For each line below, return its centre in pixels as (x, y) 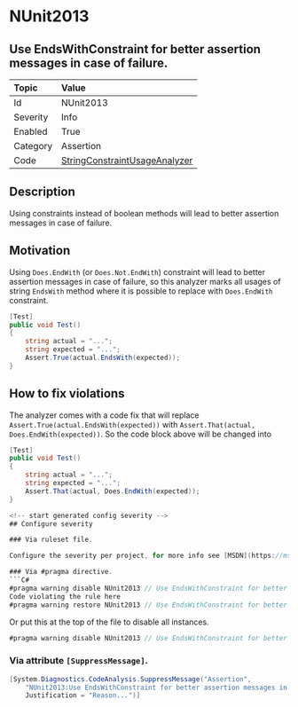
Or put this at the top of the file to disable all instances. (110, 622)
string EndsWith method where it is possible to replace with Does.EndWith (141, 291)
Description (42, 192)
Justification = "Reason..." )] (83, 695)
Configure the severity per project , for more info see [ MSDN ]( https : (142, 556)
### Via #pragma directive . (61, 572)
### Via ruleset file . (51, 540)
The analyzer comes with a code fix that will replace (104, 415)
